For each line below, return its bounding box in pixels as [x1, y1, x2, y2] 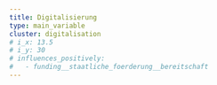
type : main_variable [9, 21, 86, 30]
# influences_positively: [9, 54, 105, 63]
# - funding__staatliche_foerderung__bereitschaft [9, 63, 209, 72]
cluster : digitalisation [9, 29, 101, 38]
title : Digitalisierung [9, 12, 98, 22]
